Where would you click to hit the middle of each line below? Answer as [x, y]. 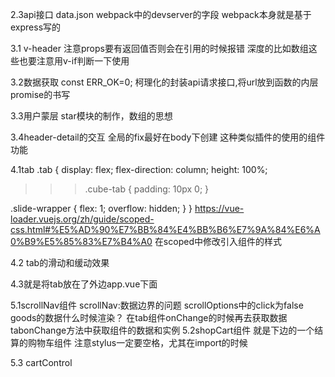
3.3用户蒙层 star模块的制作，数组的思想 [91, 116]
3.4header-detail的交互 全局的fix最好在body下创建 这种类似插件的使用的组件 [168, 137]
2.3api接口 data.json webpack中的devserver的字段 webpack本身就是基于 [161, 14]
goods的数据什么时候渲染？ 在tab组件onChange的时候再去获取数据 [149, 317]
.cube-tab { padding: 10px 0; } [147, 189]
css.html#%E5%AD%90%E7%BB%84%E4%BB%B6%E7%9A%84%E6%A [165, 229]
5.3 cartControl [41, 362]
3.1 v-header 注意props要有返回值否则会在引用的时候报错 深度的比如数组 [159, 48]
